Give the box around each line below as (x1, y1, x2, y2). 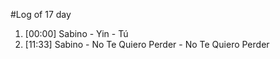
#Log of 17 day (10, 9, 72, 20)
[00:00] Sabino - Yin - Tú (24, 28, 129, 39)
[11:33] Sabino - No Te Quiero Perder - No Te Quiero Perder (24, 39, 270, 50)
